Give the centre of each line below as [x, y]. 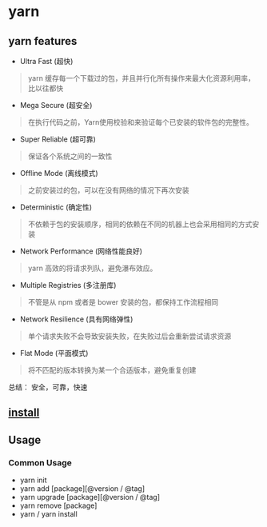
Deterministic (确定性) [56, 207]
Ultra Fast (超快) [46, 61]
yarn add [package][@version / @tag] [82, 489]
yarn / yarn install [48, 514]
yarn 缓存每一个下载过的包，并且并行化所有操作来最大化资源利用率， [141, 78]
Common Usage [40, 462]
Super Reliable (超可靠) [58, 139]
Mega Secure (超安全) [56, 105]
